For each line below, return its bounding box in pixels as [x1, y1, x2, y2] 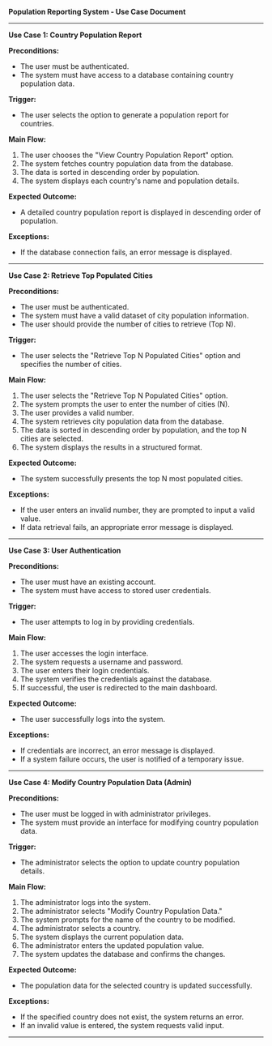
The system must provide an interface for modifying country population [19, 818, 259, 827]
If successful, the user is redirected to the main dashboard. [19, 683, 218, 692]
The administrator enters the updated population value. [19, 941, 205, 950]
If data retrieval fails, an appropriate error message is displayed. [19, 523, 234, 532]
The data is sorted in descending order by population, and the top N [19, 425, 247, 434]
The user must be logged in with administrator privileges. [19, 809, 211, 818]
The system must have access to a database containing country [19, 70, 234, 79]
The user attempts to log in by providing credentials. [19, 617, 195, 626]
